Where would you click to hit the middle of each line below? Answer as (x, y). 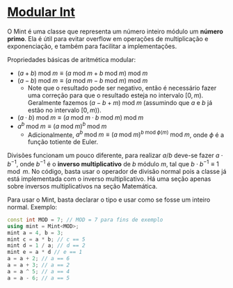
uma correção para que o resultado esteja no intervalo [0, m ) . (115, 95)
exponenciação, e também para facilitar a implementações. (92, 46)
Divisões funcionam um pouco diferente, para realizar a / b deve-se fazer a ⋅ (115, 155)
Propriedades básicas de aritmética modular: (72, 59)
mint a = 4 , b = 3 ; (35, 233)
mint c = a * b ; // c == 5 (46, 239)
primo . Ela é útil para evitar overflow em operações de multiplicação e (108, 38)
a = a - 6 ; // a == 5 (39, 278)
